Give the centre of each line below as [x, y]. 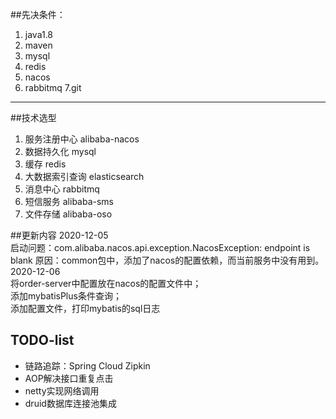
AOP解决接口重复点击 [69, 378]
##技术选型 [33, 117]
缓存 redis [45, 164]
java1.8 [39, 34]
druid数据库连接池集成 [70, 403]
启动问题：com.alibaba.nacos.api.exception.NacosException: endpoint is [160, 247]
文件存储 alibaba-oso [68, 214]
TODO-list [42, 340]
